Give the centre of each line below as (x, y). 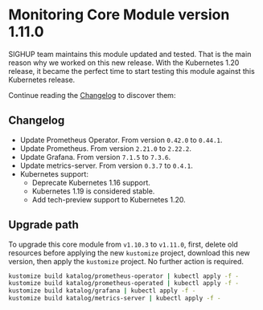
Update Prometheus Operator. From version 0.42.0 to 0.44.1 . (121, 140)
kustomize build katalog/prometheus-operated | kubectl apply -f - (124, 283)
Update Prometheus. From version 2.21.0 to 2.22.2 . (105, 148)
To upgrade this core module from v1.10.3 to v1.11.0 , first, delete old (123, 244)
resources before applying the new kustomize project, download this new (129, 253)
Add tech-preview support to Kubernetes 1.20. (109, 199)
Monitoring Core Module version (119, 15)
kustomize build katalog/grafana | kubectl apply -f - (102, 291)
